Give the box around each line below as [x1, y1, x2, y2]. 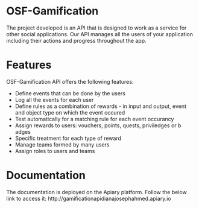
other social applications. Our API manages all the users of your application [6, 30, 193, 37]
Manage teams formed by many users [14, 140, 110, 148]
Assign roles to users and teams [14, 147, 95, 154]
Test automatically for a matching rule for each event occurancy [14, 115, 174, 122]
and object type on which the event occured [14, 109, 125, 116]
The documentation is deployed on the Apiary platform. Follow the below [6, 188, 187, 195]
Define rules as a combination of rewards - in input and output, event [14, 102, 187, 110]
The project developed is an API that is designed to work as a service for [6, 24, 187, 31]
